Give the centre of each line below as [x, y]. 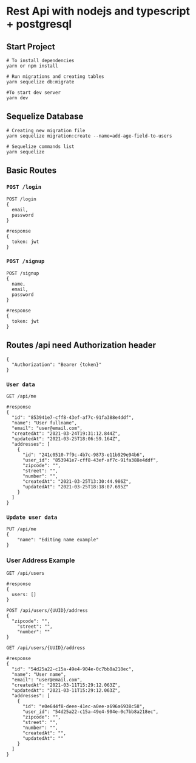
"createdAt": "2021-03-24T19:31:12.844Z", [66, 434]
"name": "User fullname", [45, 423]
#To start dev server [34, 93]
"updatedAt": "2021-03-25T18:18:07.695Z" [76, 487]
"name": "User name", [39, 674]
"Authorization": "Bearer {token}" [57, 364]
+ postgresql [39, 24]
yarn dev [17, 98]
